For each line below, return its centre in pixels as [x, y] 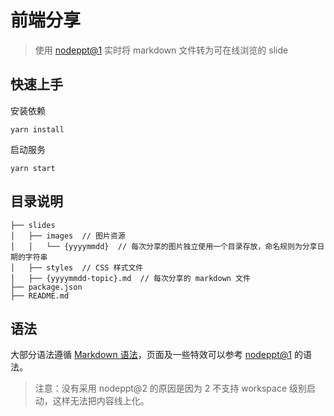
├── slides [33, 225]
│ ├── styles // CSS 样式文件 [77, 267]
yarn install [37, 129]
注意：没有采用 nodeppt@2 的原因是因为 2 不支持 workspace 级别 [171, 388]
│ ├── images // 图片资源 [68, 236]
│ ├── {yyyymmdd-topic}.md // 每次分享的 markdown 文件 [130, 278]
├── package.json [46, 287]
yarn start [33, 168]
